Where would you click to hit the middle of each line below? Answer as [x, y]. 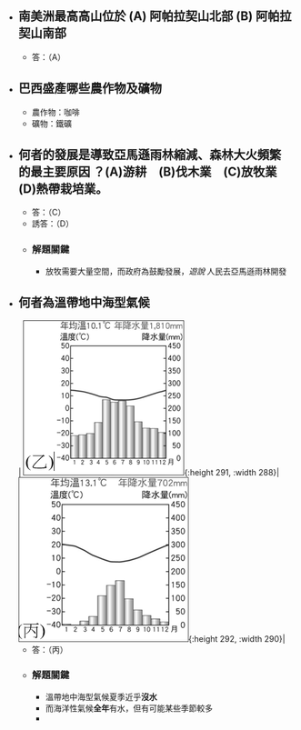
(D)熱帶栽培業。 [63, 189]
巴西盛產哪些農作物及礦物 [90, 89]
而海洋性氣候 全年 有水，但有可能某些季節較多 [129, 708]
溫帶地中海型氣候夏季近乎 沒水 [101, 696]
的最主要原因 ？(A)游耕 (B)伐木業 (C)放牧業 [147, 172]
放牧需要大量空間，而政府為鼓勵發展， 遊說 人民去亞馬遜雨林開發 [166, 271]
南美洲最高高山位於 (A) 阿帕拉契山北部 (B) [135, 16]
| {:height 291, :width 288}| [149, 472]
